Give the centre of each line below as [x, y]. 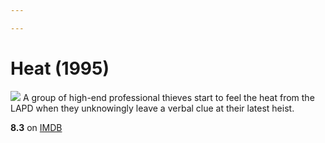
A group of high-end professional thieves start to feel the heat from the [168, 97]
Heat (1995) [60, 68]
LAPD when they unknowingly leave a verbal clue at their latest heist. [152, 108]
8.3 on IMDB [36, 127]
